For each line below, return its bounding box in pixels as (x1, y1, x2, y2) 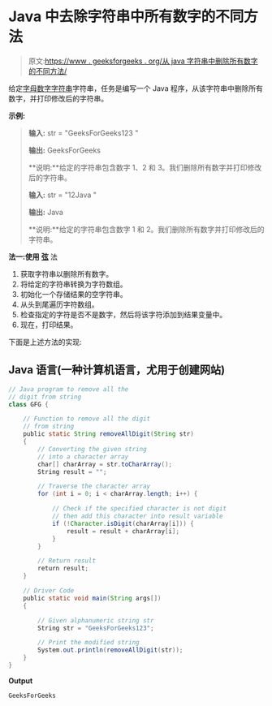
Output (8, 675, 33, 686)
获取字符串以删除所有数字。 (19, 269, 114, 278)
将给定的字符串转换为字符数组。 (19, 279, 127, 289)
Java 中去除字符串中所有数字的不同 (8, 7, 244, 26)
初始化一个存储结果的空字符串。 (19, 289, 127, 299)
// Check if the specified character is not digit (51, 505, 227, 513)
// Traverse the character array (37, 482, 151, 491)
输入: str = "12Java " (28, 190, 97, 200)
